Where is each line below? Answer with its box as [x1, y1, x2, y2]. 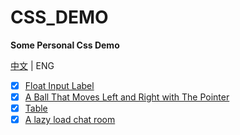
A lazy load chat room [24, 114, 116, 126]
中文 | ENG [10, 59, 55, 71]
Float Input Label [24, 79, 95, 91]
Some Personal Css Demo [10, 39, 120, 51]
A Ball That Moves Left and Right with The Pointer [24, 91, 230, 103]
